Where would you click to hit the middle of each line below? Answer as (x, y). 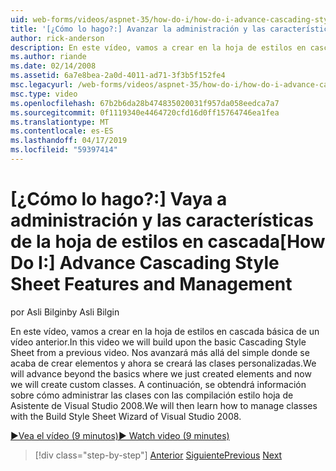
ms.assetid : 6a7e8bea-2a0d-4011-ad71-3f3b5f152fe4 (118, 76)
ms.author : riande (48, 57)
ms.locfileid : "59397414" (64, 150)
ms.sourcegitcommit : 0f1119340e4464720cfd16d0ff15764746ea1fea (145, 112)
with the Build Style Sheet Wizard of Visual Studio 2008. (126, 416)
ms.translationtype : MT (60, 122)
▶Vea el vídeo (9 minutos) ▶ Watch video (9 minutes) (120, 435)
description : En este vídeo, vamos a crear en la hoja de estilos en (158, 47)
